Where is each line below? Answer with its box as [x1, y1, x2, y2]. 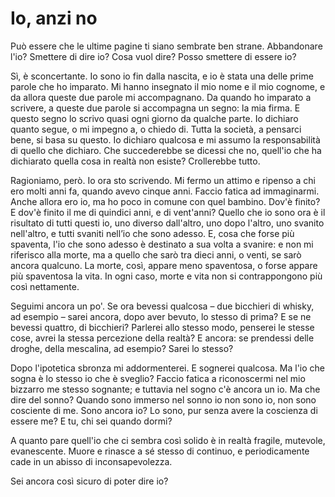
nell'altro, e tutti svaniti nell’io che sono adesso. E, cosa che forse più [10, 227, 295, 239]
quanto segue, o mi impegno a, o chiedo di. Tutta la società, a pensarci [10, 123, 302, 135]
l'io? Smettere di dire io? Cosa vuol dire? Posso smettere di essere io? [10, 50, 297, 62]
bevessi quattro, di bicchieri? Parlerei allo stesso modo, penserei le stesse [10, 321, 315, 333]
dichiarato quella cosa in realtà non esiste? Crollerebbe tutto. [10, 155, 261, 167]
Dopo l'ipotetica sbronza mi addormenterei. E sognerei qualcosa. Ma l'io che [10, 362, 325, 374]
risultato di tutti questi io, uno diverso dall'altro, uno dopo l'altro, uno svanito [10, 217, 325, 229]
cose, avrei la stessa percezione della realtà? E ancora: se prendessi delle [10, 332, 315, 344]
